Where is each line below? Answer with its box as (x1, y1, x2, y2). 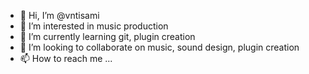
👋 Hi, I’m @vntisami (19, 10, 100, 21)
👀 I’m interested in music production (19, 20, 169, 32)
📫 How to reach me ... (19, 53, 113, 64)
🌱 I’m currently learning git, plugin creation (19, 31, 196, 42)
